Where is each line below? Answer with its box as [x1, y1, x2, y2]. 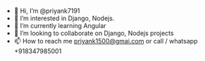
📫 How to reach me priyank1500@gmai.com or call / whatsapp [13, 37, 198, 45]
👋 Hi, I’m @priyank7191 [13, 7, 80, 15]
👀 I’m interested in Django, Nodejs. [13, 14, 115, 22]
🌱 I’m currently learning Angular [13, 22, 107, 29]
